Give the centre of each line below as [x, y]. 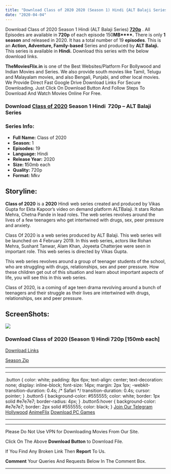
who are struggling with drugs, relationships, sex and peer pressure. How [82, 267]
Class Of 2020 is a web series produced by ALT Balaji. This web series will [83, 235]
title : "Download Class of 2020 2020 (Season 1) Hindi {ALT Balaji [78, 10]
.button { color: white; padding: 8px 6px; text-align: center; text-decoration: [84, 379]
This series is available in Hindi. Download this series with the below [77, 51]
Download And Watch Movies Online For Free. [53, 93]
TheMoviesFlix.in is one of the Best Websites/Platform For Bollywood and [83, 66]
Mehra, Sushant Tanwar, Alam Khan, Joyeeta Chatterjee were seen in [78, 246]
